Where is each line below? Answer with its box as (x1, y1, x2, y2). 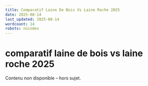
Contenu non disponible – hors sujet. (5, 75, 81, 81)
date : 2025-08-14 (5, 12, 42, 17)
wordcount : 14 (5, 21, 35, 27)
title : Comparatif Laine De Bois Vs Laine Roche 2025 (5, 7, 120, 13)
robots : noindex (5, 26, 39, 31)
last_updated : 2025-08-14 (5, 17, 59, 22)
